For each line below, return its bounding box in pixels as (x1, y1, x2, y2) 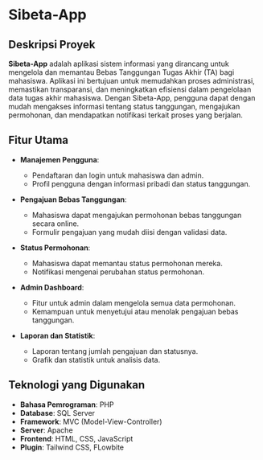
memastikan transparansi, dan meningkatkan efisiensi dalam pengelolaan (8, 84, 252, 94)
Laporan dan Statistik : (19, 331, 96, 340)
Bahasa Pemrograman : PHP (19, 400, 114, 409)
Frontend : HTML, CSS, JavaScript (19, 433, 134, 443)
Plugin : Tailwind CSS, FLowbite (19, 442, 125, 452)
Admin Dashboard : (19, 282, 84, 292)
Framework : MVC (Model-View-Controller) (19, 417, 162, 426)
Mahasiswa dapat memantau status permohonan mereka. (31, 258, 223, 268)
